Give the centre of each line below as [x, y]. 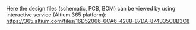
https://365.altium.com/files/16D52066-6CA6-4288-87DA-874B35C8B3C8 [98, 21]
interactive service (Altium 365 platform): [56, 15]
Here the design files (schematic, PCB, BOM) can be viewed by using [91, 9]
